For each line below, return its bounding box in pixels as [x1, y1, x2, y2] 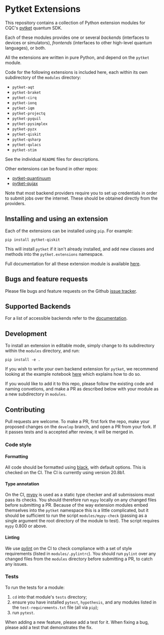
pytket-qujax [12, 181, 38, 186]
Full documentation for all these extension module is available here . [5, 261, 141, 267]
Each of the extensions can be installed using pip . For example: [5, 228, 133, 234]
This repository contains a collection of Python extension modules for [5, 20, 145, 26]
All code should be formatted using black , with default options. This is [5, 464, 146, 470]
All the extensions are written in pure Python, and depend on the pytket [5, 54, 149, 60]
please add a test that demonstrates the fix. [5, 624, 93, 630]
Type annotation [5, 481, 40, 486]
